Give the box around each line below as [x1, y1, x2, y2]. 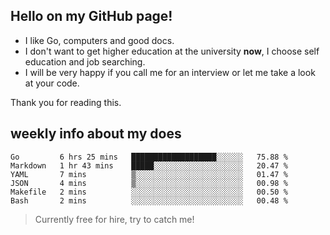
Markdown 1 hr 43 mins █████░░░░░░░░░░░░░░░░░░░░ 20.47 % [10, 160, 288, 171]
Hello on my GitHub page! [10, 8, 173, 25]
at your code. [24, 77, 80, 89]
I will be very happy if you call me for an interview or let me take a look [24, 66, 316, 78]
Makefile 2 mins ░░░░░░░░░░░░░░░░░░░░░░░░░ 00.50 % [10, 187, 288, 197]
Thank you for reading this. [10, 96, 122, 108]
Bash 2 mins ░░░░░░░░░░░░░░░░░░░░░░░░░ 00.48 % [10, 195, 288, 206]
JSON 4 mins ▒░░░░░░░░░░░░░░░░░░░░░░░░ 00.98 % [10, 178, 288, 188]
